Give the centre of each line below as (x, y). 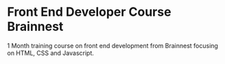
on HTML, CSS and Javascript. (51, 53)
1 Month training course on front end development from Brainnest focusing (113, 45)
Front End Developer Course (89, 12)
